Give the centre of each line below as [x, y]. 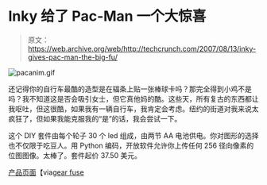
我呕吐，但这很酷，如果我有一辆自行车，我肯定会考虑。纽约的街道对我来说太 [133, 109]
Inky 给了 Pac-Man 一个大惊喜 [107, 16]
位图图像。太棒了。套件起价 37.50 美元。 [75, 155]
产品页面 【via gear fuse [46, 172]
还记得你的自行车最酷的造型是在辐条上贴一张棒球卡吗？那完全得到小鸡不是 [130, 89]
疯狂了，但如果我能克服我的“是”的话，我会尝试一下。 [95, 118]
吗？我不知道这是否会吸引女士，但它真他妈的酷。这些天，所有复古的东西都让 [133, 98]
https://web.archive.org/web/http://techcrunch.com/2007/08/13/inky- [142, 48]
